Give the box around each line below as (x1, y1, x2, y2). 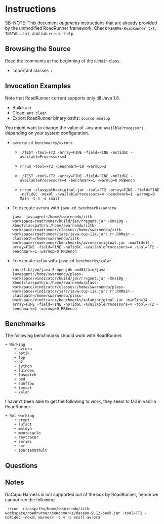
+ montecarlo (14, 430, 41, 436)
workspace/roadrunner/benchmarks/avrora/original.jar (12, 240, 125, 245)
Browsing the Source (5, 45, 71, 53)
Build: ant (12, 104, 32, 110)
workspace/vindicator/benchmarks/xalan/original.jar (12, 297, 123, 302)
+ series (14, 439, 32, 444)
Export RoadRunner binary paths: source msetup (12, 115, 110, 121)
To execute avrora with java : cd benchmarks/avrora (12, 204, 116, 211)
